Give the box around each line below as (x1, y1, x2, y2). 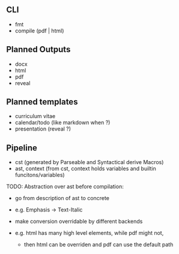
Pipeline (6, 143, 38, 153)
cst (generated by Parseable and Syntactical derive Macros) (14, 159, 164, 166)
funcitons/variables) (14, 171, 65, 179)
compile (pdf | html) (14, 27, 64, 34)
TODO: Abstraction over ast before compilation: (6, 183, 124, 190)
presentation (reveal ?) (14, 125, 71, 132)
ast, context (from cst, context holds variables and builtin (14, 165, 156, 173)
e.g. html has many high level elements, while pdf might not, (14, 229, 164, 237)
